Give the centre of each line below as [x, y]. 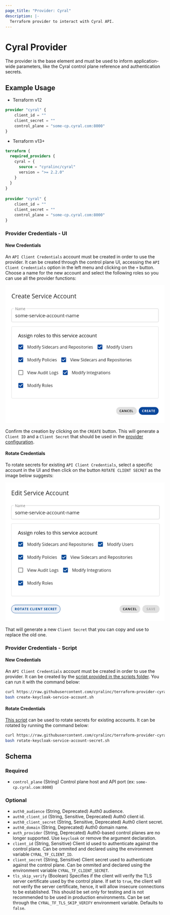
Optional [16, 800]
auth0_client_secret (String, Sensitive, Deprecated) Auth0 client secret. [88, 822]
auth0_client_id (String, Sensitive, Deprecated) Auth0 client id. [79, 817]
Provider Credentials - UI [36, 233]
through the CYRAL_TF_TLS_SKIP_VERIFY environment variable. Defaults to [88, 903]
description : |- [22, 16]
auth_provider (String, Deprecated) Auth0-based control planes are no [86, 833]
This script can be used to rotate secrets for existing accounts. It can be [80, 720]
